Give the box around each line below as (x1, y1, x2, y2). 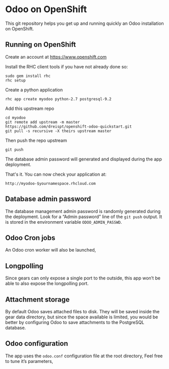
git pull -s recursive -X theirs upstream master (5, 128, 112, 134)
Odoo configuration (5, 339, 68, 348)
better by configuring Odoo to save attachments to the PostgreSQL (5, 319, 145, 325)
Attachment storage (5, 295, 70, 304)
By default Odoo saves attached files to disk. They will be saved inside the (5, 309, 160, 314)
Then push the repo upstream (5, 137, 67, 143)
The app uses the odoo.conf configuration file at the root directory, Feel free (5, 353, 163, 359)
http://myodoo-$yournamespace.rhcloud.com (5, 181, 96, 186)
